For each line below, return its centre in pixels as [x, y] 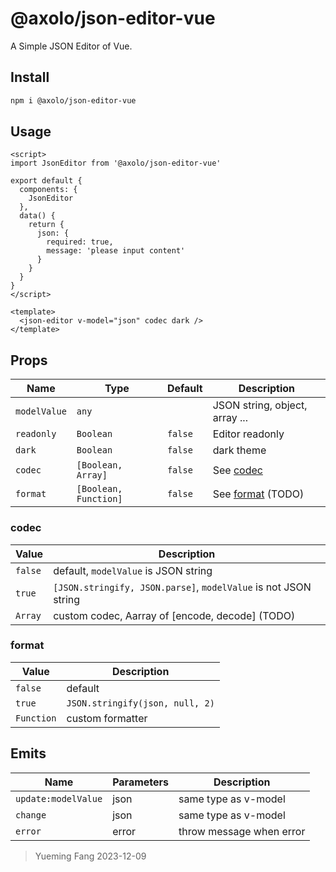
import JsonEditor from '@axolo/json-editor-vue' [116, 163]
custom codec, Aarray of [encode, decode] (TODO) [174, 615]
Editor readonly [248, 434]
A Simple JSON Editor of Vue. [71, 46]
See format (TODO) [258, 494]
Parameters [141, 782]
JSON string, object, [260, 405]
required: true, [80, 242]
